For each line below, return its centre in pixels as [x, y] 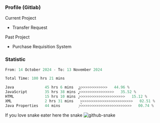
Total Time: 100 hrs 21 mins [35, 78]
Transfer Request [30, 28]
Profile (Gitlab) [23, 7]
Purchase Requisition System [42, 47]
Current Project [21, 18]
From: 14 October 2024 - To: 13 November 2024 [54, 70]
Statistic [15, 60]
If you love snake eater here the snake [44, 115]
